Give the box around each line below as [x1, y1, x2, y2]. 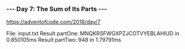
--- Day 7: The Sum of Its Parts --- [6, 5, 107, 13]
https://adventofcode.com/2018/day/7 [6, 19, 101, 26]
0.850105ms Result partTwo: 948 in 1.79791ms [6, 36, 122, 44]
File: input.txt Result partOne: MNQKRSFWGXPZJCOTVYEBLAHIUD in [6, 30, 180, 37]
